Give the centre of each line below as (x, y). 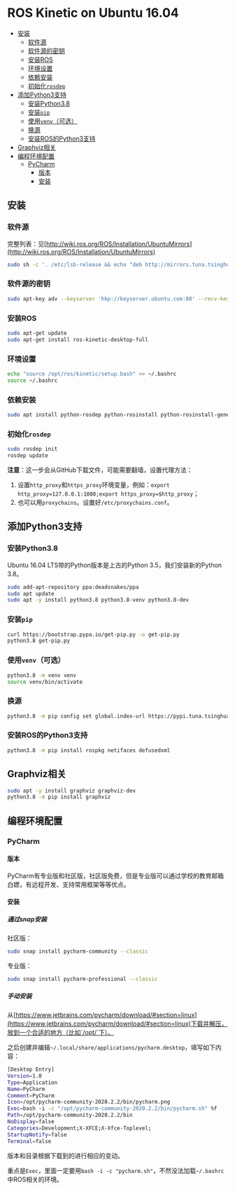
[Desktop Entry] (31, 1070)
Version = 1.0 (24, 1076)
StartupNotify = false (37, 1135)
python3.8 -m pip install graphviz (59, 797)
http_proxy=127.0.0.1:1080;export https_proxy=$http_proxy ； (108, 494)
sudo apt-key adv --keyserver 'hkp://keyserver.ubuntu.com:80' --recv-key (119, 299)
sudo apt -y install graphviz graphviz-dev (72, 791)
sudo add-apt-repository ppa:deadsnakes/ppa (73, 587)
